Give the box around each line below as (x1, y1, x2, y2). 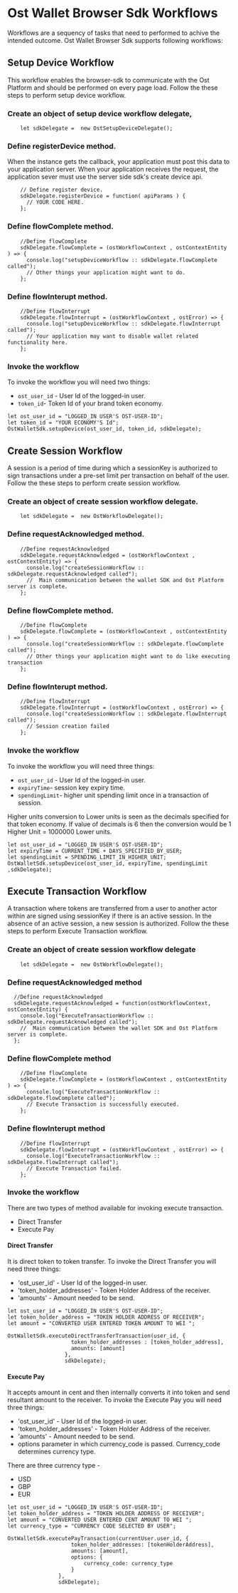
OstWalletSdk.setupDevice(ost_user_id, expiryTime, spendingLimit (7, 860, 208, 867)
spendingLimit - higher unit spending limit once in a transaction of (17, 791, 210, 799)
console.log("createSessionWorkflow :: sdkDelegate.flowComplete (26, 640, 224, 648)
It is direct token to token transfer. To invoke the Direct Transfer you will (7, 1257, 217, 1266)
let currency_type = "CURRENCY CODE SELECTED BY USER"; (7, 1522, 176, 1530)
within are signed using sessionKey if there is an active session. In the (7, 912, 212, 920)
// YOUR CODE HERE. (26, 199, 84, 206)
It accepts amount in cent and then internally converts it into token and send (7, 1388, 230, 1397)
